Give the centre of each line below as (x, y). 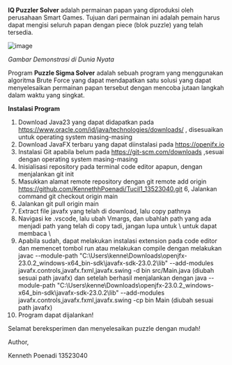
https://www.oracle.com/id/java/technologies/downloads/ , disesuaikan (121, 129)
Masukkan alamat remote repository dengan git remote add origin (112, 181)
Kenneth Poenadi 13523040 (48, 356)
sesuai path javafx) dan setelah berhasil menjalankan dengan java (113, 278)
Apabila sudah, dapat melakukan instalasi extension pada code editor (118, 241)
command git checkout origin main (68, 196)
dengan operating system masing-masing (78, 159)
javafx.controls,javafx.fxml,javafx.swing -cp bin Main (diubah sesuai (116, 300)
